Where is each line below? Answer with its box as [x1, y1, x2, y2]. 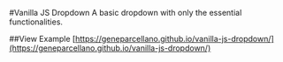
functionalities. [9, 17, 64, 27]
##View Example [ [9, 34, 76, 44]
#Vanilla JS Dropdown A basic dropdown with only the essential [9, 8, 242, 17]
